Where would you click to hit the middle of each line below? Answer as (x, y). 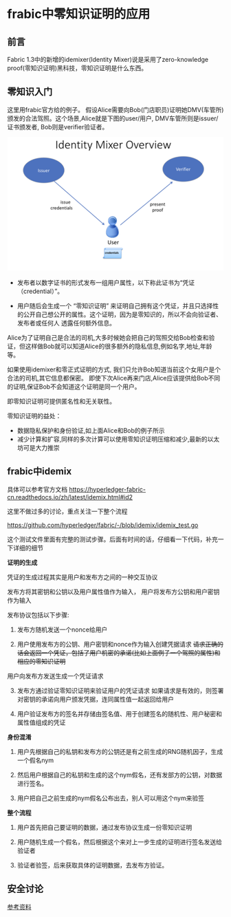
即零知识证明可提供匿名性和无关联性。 (61, 401)
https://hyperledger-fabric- (107, 489)
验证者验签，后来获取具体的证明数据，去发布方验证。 (92, 865)
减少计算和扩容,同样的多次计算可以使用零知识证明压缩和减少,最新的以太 (118, 439)
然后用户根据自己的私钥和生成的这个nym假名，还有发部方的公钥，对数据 (119, 775)
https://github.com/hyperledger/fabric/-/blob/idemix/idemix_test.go (103, 525)
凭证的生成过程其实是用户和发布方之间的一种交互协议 (82, 577)
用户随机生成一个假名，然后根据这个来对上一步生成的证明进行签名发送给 (119, 842)
